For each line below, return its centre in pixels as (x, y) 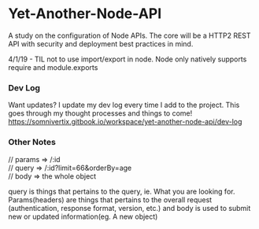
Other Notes (32, 142)
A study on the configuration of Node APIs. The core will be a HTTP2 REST (129, 35)
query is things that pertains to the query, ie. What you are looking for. (122, 191)
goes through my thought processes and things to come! (100, 113)
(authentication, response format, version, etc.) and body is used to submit (129, 208)
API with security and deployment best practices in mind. (101, 43)
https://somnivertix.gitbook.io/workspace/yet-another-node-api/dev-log (125, 122)
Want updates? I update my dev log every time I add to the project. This (124, 105)
